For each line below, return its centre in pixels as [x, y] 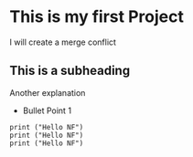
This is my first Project [97, 17]
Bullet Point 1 [47, 110]
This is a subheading [70, 71]
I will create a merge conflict [63, 42]
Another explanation [48, 92]
